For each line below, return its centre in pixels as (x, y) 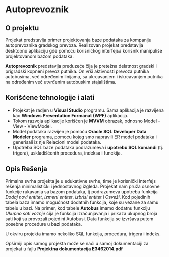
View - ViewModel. (32, 126)
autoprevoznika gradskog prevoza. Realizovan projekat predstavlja (74, 45)
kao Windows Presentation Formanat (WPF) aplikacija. (70, 115)
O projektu (22, 28)
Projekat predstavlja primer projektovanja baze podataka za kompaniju (78, 40)
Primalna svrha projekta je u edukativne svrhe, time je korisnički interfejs (81, 181)
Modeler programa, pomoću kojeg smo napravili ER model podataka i (85, 137)
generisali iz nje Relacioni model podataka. (57, 142)
